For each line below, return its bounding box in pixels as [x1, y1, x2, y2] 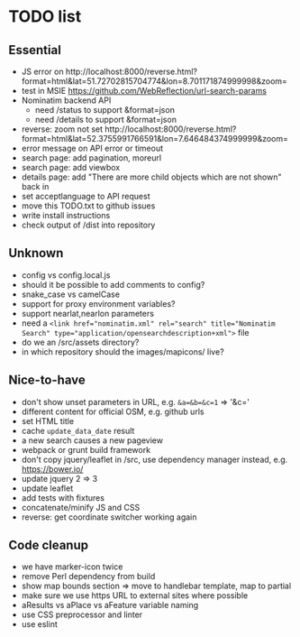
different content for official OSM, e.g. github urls [21, 406, 205, 417]
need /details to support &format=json [34, 115, 177, 125]
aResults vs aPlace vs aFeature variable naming [21, 600, 199, 611]
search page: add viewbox [21, 162, 121, 172]
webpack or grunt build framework [21, 444, 150, 455]
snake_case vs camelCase [21, 289, 121, 300]
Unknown [8, 245, 64, 261]
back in [21, 181, 50, 191]
